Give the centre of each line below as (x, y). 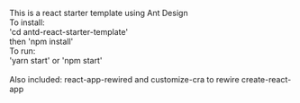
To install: (27, 22)
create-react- (266, 79)
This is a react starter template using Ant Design (99, 13)
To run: (23, 51)
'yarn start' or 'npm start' (56, 60)
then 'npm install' (41, 41)
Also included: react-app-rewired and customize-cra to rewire (125, 79)
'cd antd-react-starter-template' (69, 32)
